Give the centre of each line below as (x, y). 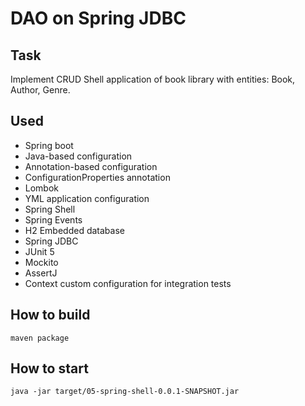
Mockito (41, 262)
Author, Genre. (40, 90)
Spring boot (49, 145)
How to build (50, 315)
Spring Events (53, 219)
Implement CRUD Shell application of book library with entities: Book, (153, 79)
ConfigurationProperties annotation (97, 177)
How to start (49, 368)
